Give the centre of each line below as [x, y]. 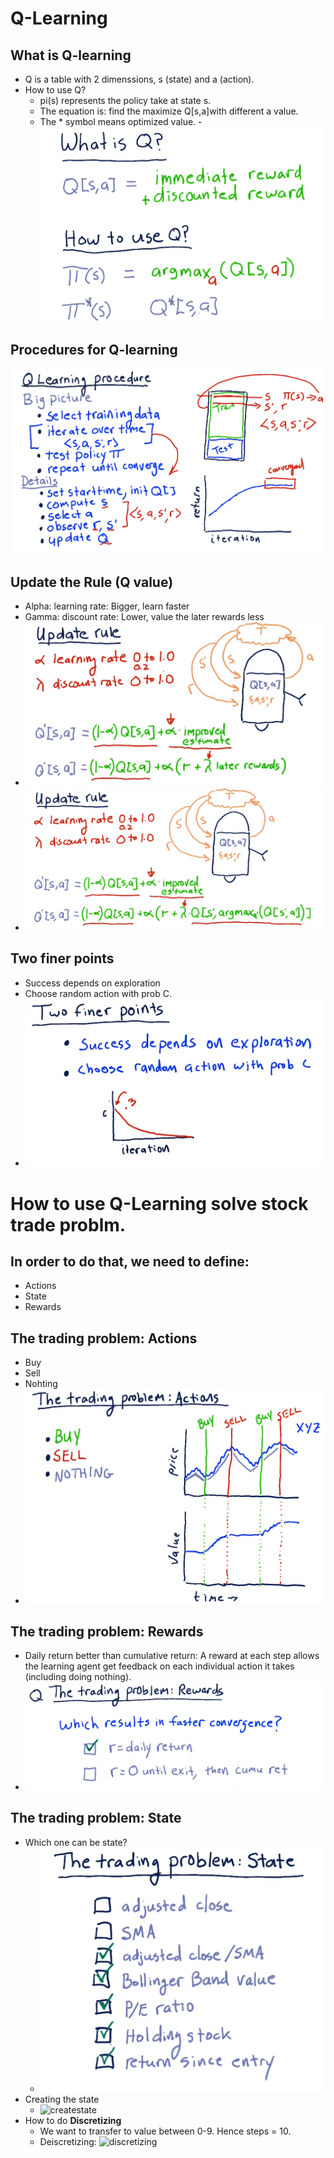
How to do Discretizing [73, 2120]
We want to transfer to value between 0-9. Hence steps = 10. [165, 2131]
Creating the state [62, 2099]
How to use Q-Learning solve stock [159, 1203]
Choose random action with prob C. [98, 993]
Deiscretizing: [68, 2141]
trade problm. [68, 1224]
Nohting [41, 1384]
